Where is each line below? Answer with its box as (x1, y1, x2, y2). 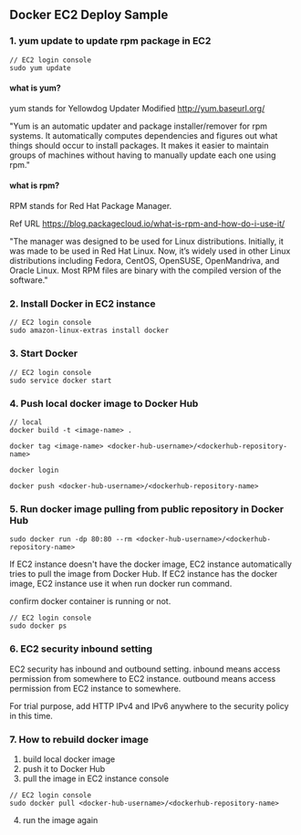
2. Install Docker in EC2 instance (9, 297, 156, 310)
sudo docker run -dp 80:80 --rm (9, 535, 132, 544)
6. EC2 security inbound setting (9, 642, 153, 655)
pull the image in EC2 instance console (22, 773, 170, 784)
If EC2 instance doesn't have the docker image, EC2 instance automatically (9, 558, 292, 569)
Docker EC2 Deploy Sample (9, 7, 169, 23)
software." (9, 275, 48, 286)
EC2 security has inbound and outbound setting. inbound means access (9, 663, 281, 674)
